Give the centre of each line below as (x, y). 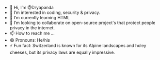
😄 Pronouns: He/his (30, 40)
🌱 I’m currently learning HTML (40, 18)
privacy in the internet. (32, 28)
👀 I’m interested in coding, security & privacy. (55, 12)
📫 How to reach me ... (32, 33)
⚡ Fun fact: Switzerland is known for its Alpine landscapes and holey (78, 45)
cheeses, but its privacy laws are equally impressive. (62, 52)
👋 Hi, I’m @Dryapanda (32, 7)
